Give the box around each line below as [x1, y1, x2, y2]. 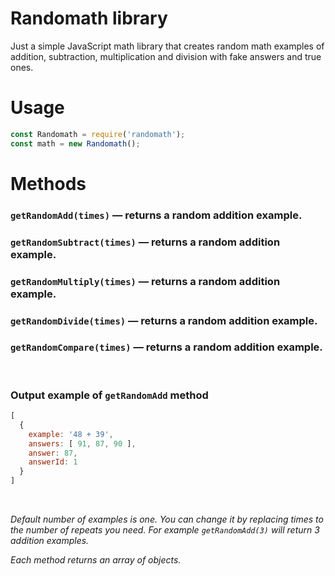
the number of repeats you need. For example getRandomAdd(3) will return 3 [10, 524, 320, 536]
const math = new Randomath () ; [10, 138, 141, 149]
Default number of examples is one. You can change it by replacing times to [10, 513, 324, 526]
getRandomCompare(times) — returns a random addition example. [10, 340, 323, 354]
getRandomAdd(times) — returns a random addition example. [10, 208, 303, 222]
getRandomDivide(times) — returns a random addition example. [10, 313, 318, 327]
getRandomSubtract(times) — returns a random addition [10, 235, 281, 249]
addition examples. [10, 535, 90, 547]
